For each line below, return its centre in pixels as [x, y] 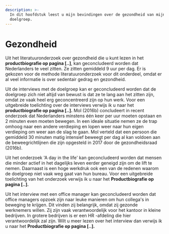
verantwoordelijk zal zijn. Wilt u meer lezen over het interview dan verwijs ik [84, 221]
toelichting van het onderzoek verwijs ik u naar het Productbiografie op [80, 179]
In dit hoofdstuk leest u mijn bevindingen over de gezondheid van [82, 15]
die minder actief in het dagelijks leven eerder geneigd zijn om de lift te [79, 163]
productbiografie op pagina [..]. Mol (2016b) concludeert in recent [75, 111]
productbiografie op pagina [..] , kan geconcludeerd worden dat [72, 63]
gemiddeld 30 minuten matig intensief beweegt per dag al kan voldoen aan [83, 137]
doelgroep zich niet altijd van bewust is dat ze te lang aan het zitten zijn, [80, 95]
